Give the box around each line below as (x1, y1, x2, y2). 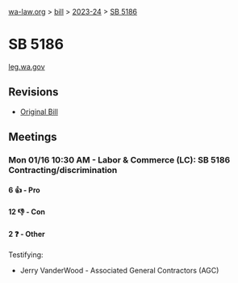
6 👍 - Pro (8, 185, 40, 195)
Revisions (8, 85, 59, 99)
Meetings (8, 130, 58, 144)
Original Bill (19, 107, 59, 116)
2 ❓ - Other (8, 229, 46, 239)
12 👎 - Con (8, 207, 46, 217)
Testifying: (8, 250, 44, 260)
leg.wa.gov (8, 61, 46, 71)
